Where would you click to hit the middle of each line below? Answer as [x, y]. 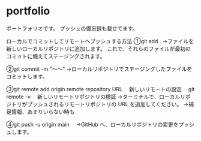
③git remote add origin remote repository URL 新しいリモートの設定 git [100, 89]
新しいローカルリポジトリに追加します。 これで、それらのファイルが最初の [98, 49]
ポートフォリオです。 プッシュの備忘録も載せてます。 [72, 28]
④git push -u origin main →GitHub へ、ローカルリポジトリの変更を [92, 124]
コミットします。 [27, 76]
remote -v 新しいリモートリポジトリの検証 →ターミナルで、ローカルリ [96, 97]
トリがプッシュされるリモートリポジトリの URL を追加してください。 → [100, 104]
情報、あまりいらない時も [43, 112]
